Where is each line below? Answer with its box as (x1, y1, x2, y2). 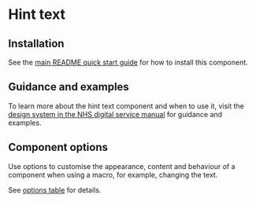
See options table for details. (8, 185, 102, 194)
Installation (8, 37, 65, 50)
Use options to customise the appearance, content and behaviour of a (8, 161, 236, 171)
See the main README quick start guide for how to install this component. (8, 57, 248, 67)
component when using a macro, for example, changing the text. (8, 170, 218, 179)
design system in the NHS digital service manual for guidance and (8, 109, 223, 119)
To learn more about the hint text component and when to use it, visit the (8, 101, 244, 111)
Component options (8, 141, 109, 154)
